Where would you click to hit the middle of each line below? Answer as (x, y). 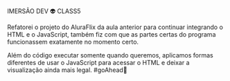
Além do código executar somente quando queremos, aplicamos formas (110, 55)
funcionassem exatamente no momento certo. (73, 42)
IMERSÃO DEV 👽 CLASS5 (44, 11)
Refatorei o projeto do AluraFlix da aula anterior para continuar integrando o (115, 27)
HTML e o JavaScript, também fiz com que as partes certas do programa (112, 34)
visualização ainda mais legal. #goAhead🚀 (67, 70)
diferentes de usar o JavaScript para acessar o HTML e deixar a (98, 63)
